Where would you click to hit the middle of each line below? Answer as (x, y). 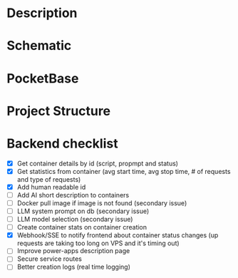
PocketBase (43, 78)
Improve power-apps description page (73, 251)
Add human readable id (51, 187)
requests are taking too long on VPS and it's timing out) (98, 243)
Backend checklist (62, 143)
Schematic (39, 46)
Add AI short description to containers (73, 195)
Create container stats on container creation (82, 227)
